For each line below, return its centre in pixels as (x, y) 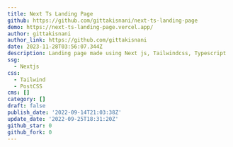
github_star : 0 (30, 125)
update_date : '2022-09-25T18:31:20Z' (63, 119)
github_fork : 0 (30, 132)
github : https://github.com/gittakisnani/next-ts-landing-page (103, 20)
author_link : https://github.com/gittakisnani (77, 40)
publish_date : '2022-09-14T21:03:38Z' (64, 112)
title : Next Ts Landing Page (50, 14)
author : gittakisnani (39, 34)
